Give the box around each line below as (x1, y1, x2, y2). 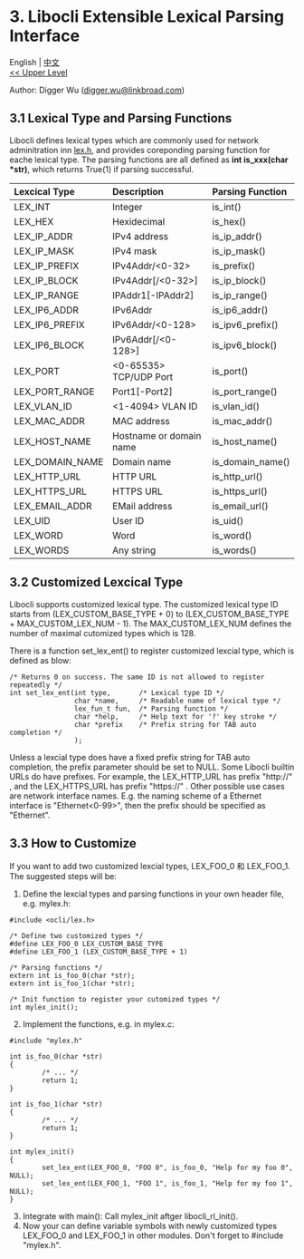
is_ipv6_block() (212, 338, 278, 351)
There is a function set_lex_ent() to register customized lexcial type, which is (9, 645, 295, 656)
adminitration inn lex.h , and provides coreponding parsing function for (9, 144, 271, 155)
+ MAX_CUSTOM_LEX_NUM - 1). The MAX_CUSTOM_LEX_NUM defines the (9, 618, 292, 629)
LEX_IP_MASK (14, 245, 75, 257)
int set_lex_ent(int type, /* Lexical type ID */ (9, 688, 224, 697)
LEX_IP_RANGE (14, 288, 80, 301)
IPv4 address (112, 229, 169, 242)
